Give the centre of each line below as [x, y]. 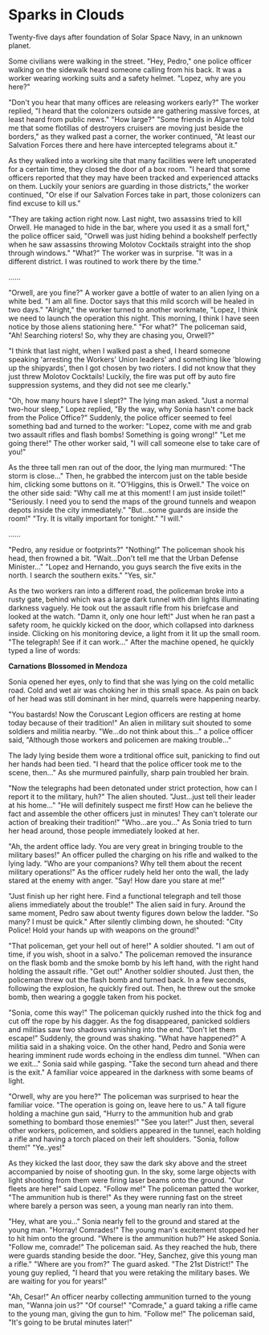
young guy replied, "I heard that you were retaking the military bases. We [129, 1272]
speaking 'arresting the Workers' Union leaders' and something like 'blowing [135, 359]
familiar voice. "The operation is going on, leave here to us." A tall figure [127, 1104]
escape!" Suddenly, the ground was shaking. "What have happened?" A [127, 1038]
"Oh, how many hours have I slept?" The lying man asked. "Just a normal [128, 400]
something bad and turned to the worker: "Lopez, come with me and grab [130, 426]
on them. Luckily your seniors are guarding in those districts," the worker [128, 186]
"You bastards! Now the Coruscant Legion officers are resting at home [125, 714]
